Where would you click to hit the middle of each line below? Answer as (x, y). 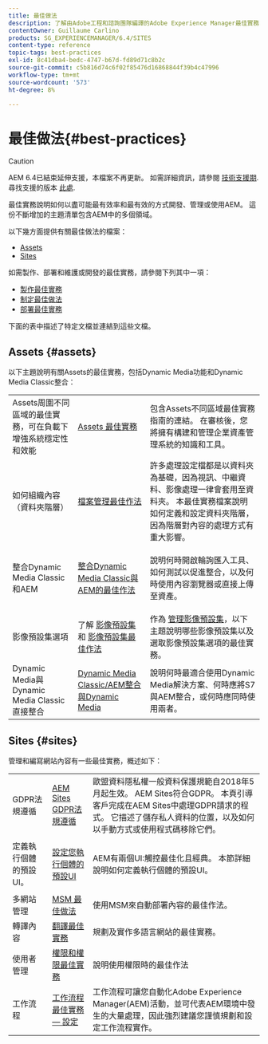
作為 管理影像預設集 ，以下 (199, 619)
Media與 (28, 680)
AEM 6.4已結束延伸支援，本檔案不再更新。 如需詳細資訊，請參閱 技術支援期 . (134, 178)
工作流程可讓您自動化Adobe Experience (167, 991)
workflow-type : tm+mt (44, 75)
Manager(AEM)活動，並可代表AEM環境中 (170, 1003)
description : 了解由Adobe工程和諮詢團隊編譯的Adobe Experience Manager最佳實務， (137, 23)
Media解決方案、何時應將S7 (203, 685)
